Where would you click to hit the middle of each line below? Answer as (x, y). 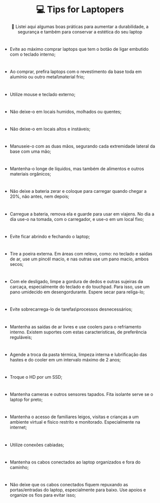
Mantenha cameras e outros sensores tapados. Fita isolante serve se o (81, 395)
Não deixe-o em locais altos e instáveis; (50, 129)
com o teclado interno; (33, 54)
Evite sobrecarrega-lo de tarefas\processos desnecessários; (71, 309)
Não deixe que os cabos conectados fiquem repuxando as (69, 484)
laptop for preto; (26, 399)
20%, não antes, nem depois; (40, 197)
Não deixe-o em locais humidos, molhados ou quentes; (66, 111)
